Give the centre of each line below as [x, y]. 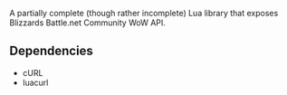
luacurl [35, 82]
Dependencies [51, 51]
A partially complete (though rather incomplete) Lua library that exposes [144, 13]
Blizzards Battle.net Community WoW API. [87, 23]
